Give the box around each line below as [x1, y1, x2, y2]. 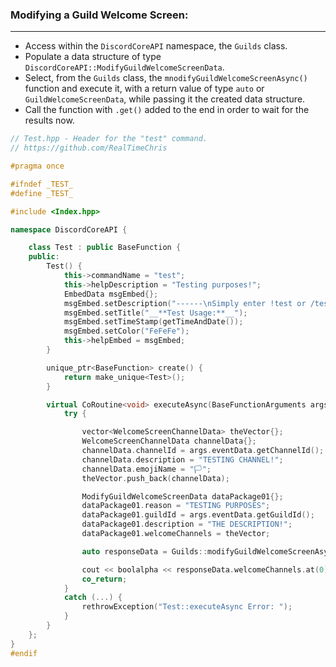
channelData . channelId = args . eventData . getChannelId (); [81, 446, 325, 456]
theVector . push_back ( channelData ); [81, 473, 230, 483]
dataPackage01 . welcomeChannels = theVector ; [81, 529, 271, 539]
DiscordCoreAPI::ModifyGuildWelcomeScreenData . [24, 61, 225, 73]
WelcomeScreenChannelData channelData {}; [81, 436, 257, 447]
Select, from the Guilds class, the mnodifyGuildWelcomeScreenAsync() [24, 72, 308, 84]
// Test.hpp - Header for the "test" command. [10, 134, 208, 144]
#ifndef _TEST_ [10, 179, 74, 189]
